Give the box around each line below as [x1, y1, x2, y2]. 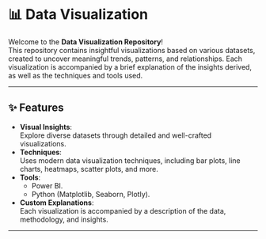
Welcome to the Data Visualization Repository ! [8, 36, 164, 47]
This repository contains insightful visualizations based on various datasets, [8, 45, 256, 55]
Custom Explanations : [19, 198, 94, 207]
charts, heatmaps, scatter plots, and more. [19, 164, 158, 173]
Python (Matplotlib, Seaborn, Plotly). [31, 189, 150, 199]
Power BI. [31, 180, 63, 190]
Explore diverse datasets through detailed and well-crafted [19, 131, 212, 140]
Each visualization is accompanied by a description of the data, [19, 206, 226, 215]
